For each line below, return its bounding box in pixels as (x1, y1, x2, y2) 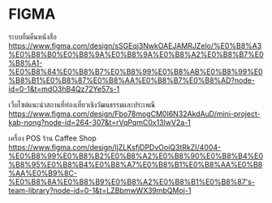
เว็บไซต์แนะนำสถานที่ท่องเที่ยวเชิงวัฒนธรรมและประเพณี (8, 99, 156, 110)
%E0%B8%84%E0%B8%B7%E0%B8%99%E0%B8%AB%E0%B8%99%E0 (8, 67, 263, 76)
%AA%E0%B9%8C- (8, 168, 77, 178)
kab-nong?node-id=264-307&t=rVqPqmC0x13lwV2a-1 (8, 117, 191, 127)
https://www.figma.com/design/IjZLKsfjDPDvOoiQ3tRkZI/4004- (8, 142, 222, 152)
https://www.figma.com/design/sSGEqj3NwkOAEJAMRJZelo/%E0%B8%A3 (8, 41, 262, 50)
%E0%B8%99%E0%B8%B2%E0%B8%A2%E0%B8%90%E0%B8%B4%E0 (8, 151, 264, 161)
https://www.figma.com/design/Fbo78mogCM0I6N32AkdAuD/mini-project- (8, 109, 261, 119)
